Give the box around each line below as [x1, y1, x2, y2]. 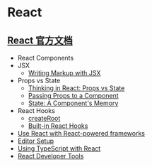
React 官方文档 [7, 34, 73, 46]
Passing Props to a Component [28, 92, 119, 99]
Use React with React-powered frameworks [17, 129, 145, 137]
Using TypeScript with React [17, 144, 101, 153]
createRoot [28, 114, 61, 122]
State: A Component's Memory [28, 99, 119, 107]
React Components [17, 54, 74, 62]
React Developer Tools [17, 152, 84, 160]
